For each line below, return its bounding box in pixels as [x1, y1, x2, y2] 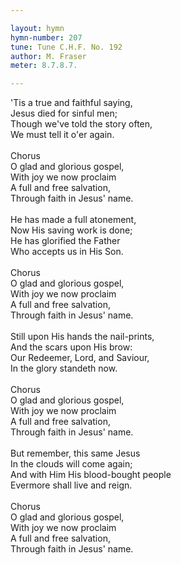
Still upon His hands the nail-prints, [10, 331, 155, 343]
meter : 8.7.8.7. [10, 61, 78, 71]
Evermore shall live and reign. [10, 479, 133, 491]
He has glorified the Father [10, 235, 121, 247]
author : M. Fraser [10, 51, 87, 61]
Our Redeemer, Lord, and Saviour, [10, 352, 150, 364]
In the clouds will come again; [10, 458, 133, 470]
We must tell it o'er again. [10, 129, 115, 141]
